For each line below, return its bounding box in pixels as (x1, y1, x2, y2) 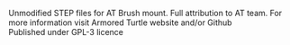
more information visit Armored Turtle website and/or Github (8, 17, 232, 28)
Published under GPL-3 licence (8, 27, 123, 37)
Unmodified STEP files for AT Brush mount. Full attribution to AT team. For (8, 8, 283, 18)
